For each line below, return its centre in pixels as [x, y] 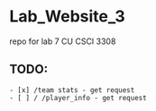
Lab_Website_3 [68, 17]
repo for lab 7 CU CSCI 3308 [63, 41]
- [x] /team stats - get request [72, 90]
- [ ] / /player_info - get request [78, 98]
